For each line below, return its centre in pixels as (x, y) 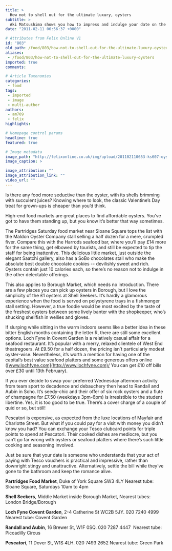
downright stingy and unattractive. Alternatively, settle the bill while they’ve (84, 466)
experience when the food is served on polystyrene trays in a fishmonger (83, 301)
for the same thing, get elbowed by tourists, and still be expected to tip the (84, 247)
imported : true (21, 62)
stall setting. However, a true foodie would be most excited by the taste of (83, 306)
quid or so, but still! (26, 407)
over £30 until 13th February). (37, 371)
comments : (16, 67)
